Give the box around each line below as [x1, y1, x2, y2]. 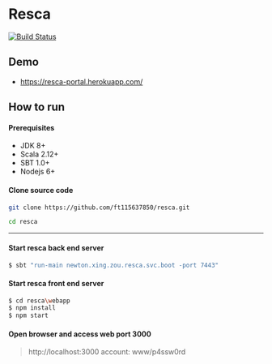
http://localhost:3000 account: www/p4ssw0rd [28, 347, 186, 357]
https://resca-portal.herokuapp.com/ [19, 76, 143, 86]
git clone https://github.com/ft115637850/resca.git [8, 203, 190, 212]
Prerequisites [8, 122, 55, 132]
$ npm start [8, 311, 49, 320]
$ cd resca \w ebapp [8, 297, 70, 305]
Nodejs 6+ [19, 167, 56, 177]
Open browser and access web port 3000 [8, 329, 151, 339]
